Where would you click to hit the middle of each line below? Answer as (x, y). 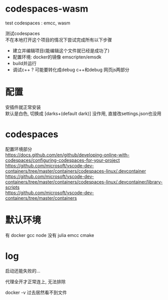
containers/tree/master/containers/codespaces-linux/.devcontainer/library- (84, 182)
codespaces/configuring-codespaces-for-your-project (63, 160)
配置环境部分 (19, 149)
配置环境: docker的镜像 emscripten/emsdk (57, 57)
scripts (12, 187)
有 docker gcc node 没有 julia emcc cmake (50, 235)
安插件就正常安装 (23, 107)
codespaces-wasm (47, 9)
